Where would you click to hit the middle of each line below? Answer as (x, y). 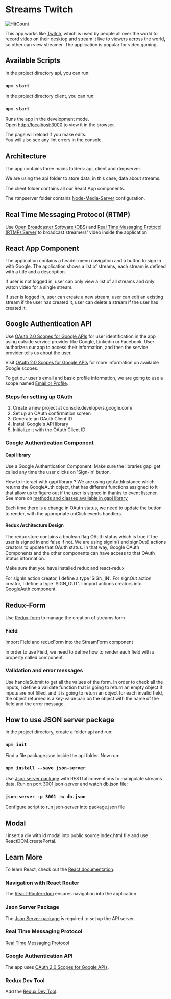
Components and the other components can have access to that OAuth (80, 553)
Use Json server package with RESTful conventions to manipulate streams (84, 779)
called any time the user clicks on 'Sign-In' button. (58, 472)
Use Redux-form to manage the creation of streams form (65, 618)
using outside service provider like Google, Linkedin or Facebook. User (80, 341)
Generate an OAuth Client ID (42, 418)
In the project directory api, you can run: (48, 73)
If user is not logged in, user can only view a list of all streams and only (80, 281)
